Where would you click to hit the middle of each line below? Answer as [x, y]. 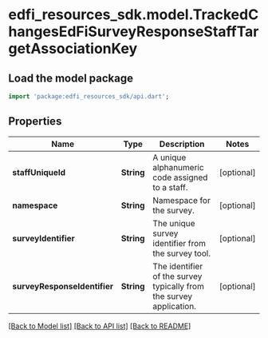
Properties [35, 121]
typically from [179, 286]
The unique [174, 223]
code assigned [180, 177]
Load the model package [71, 78]
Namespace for [182, 200]
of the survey [177, 276]
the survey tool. [182, 253]
